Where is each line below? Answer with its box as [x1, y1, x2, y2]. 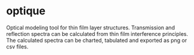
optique [6, 4, 46, 18]
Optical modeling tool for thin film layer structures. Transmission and [6, 24, 175, 31]
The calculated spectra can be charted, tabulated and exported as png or [6, 36, 187, 44]
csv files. [6, 43, 29, 50]
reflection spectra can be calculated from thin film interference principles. [6, 30, 189, 37]
